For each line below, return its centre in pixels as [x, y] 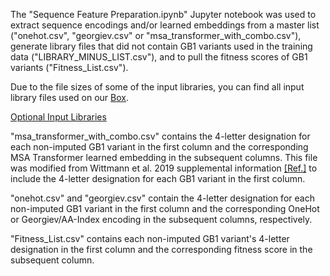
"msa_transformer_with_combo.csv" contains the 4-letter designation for [160, 136]
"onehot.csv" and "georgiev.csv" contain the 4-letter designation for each [162, 198]
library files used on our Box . [69, 97]
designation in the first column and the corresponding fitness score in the [161, 249]
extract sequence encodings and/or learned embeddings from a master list [165, 25]
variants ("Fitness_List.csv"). [69, 67]
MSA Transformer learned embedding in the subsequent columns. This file [164, 157]
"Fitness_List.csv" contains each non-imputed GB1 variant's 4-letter [150, 238]
